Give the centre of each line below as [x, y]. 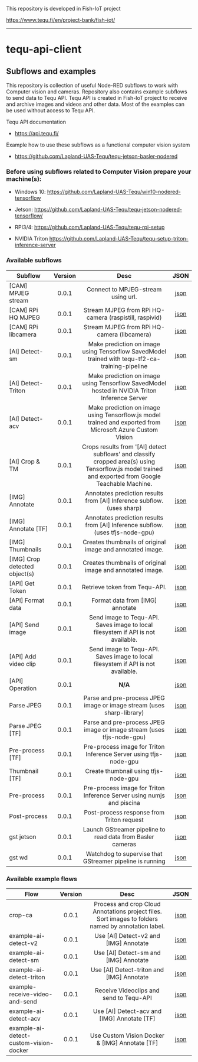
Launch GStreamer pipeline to [124, 829]
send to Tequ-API [127, 998]
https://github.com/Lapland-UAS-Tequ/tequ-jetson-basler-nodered [96, 156]
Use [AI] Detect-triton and [127, 970]
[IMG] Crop [25, 559]
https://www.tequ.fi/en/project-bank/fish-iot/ [61, 20]
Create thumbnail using [117, 771]
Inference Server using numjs [124, 795]
